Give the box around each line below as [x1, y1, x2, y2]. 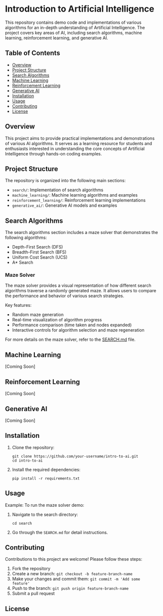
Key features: [5, 302, 32, 308]
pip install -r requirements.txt [12, 476, 80, 481]
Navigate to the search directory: [12, 511, 79, 517]
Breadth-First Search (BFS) [12, 249, 67, 255]
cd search [12, 521, 33, 526]
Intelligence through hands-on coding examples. [5, 150, 102, 156]
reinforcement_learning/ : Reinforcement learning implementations [12, 198, 146, 203]
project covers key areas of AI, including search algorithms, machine [5, 30, 142, 35]
